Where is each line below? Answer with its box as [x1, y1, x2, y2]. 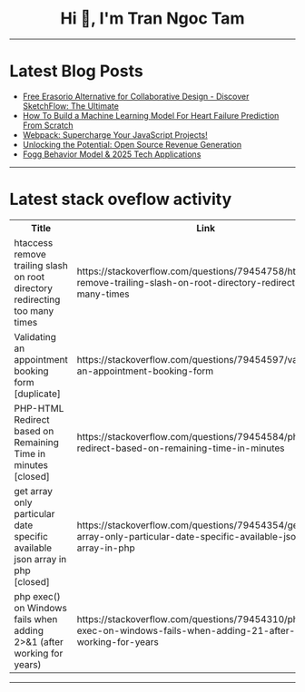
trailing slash [14, 258, 68, 271]
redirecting [14, 293, 61, 306]
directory [14, 281, 53, 294]
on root [14, 270, 45, 283]
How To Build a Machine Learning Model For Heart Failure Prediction [22, 110, 280, 121]
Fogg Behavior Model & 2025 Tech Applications [22, 149, 202, 160]
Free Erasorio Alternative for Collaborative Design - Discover [22, 91, 250, 102]
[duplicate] [14, 387, 61, 400]
